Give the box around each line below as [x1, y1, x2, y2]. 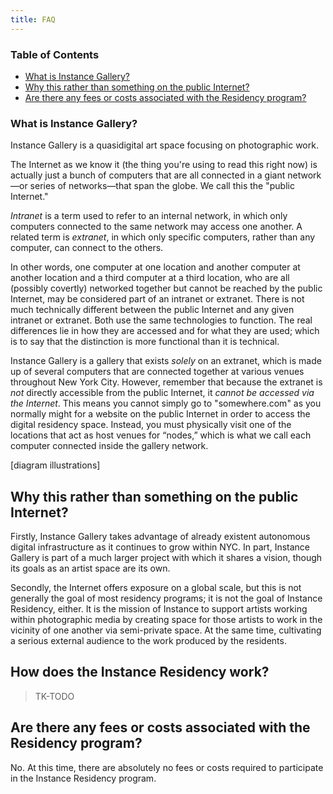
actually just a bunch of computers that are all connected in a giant [10, 169, 286, 181]
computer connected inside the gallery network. [10, 440, 209, 452]
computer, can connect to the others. [10, 242, 164, 254]
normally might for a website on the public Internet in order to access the [10, 408, 311, 420]
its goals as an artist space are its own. [10, 562, 171, 575]
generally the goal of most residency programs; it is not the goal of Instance [10, 592, 323, 605]
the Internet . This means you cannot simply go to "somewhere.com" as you [10, 397, 322, 410]
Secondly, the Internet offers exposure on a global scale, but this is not [10, 582, 302, 594]
